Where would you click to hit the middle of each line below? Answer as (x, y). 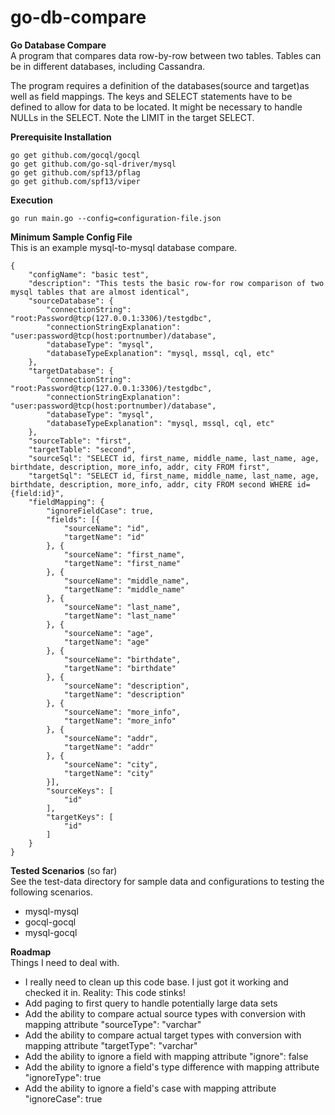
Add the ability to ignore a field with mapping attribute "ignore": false (166, 1056)
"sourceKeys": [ (80, 791)
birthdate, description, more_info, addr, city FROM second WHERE (151, 484)
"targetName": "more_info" (120, 721)
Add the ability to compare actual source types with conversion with (165, 1013)
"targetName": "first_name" (122, 563)
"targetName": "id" (104, 537)
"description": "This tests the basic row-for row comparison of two (176, 283)
